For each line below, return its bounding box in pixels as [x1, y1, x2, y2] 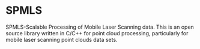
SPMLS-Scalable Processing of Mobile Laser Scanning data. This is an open [5, 23, 195, 30]
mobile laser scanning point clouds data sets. [5, 36, 118, 43]
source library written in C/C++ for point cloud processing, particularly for [5, 29, 189, 36]
